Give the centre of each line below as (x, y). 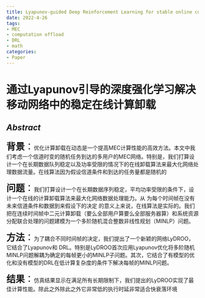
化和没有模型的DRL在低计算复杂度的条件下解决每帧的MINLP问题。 (89, 263)
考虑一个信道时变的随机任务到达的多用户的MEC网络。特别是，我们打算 (100, 156)
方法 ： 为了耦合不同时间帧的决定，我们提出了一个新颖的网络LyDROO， (100, 237)
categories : (21, 52)
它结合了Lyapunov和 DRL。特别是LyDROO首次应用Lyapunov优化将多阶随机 (101, 247)
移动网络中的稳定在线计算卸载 (81, 105)
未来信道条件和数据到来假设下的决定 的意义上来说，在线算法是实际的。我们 (101, 206)
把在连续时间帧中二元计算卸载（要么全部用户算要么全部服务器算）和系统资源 (103, 213)
